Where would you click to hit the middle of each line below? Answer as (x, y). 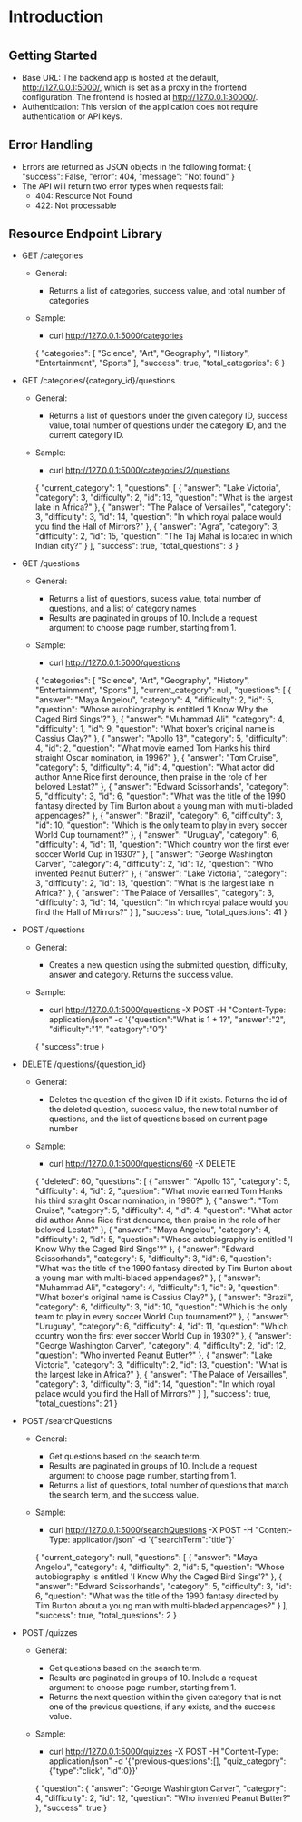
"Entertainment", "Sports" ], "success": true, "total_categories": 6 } (160, 363)
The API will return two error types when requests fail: (122, 186)
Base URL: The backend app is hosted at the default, (120, 77)
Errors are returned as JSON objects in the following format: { (136, 166)
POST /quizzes (49, 1633)
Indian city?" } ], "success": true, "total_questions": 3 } (137, 546)
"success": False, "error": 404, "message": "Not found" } (128, 176)
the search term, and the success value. (124, 1495)
